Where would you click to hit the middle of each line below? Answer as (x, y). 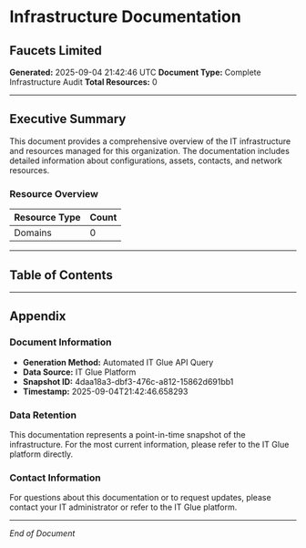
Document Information (61, 342)
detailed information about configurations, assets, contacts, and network (146, 160)
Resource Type (47, 218)
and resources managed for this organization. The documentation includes (149, 150)
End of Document (42, 533)
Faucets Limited (56, 51)
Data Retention (43, 415)
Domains (33, 233)
